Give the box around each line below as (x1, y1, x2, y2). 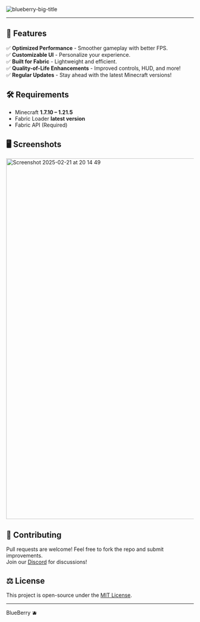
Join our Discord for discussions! (6, 559, 87, 566)
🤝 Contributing (6, 529, 62, 540)
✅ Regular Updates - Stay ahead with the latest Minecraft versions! (6, 71, 172, 78)
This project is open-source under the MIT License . (6, 592, 133, 599)
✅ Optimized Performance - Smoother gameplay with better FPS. (6, 44, 168, 51)
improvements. (6, 552, 43, 559)
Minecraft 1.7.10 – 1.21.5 (14, 108, 73, 116)
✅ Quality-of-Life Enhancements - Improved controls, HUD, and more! (6, 65, 181, 72)
